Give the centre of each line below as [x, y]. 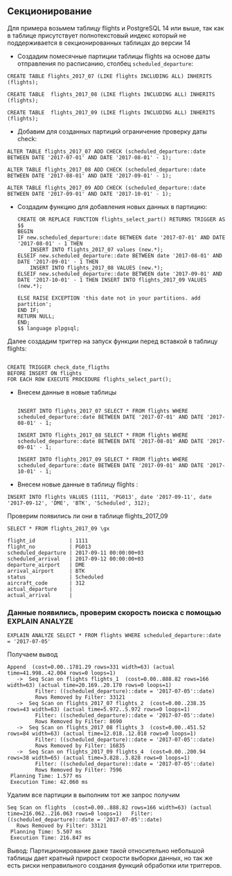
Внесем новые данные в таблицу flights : [78, 484]
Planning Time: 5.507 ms [46, 832]
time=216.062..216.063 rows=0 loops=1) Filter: [80, 814]
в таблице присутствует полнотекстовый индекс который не [97, 35]
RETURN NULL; [36, 316]
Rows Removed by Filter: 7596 [79, 770]
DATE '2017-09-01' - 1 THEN [57, 262]
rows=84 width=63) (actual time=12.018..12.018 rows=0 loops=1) [102, 734]
